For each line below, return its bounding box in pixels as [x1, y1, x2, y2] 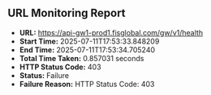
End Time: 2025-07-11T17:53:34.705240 [19, 44, 156, 55]
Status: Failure [19, 70, 70, 80]
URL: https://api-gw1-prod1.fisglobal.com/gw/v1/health [19, 27, 204, 37]
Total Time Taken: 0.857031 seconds [19, 53, 144, 63]
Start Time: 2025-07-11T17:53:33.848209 [19, 36, 160, 46]
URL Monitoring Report [7, 6, 127, 20]
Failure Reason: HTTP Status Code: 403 [19, 79, 155, 89]
